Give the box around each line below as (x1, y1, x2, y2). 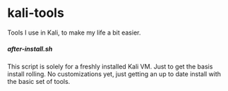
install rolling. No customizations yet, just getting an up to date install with (7, 69, 221, 78)
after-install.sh (7, 44, 53, 53)
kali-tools (7, 5, 65, 21)
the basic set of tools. (7, 77, 71, 85)
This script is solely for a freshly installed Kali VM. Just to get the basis (7, 62, 213, 71)
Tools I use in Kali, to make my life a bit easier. (7, 28, 141, 37)
